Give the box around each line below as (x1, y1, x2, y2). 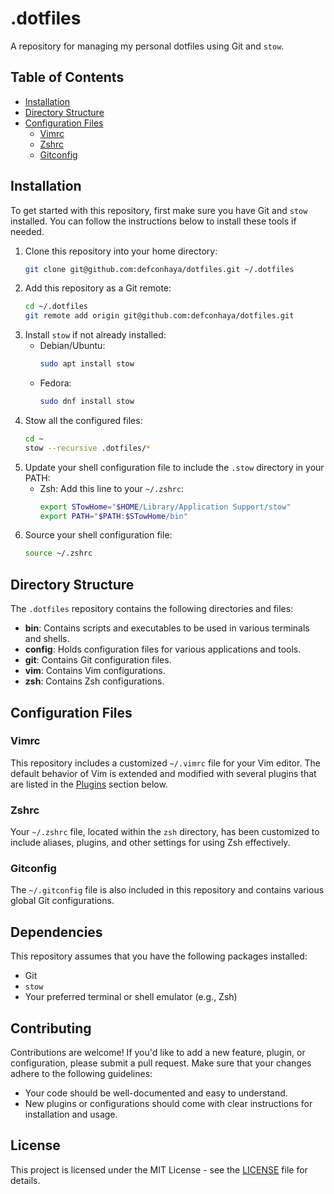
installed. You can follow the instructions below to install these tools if (10, 215, 297, 227)
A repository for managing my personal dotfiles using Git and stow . (10, 40, 285, 52)
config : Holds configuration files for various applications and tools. (24, 643, 302, 656)
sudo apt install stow (39, 359, 135, 369)
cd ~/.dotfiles (24, 302, 89, 312)
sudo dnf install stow (39, 397, 135, 407)
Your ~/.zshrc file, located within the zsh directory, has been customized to (10, 826, 320, 838)
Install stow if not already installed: (24, 329, 167, 341)
